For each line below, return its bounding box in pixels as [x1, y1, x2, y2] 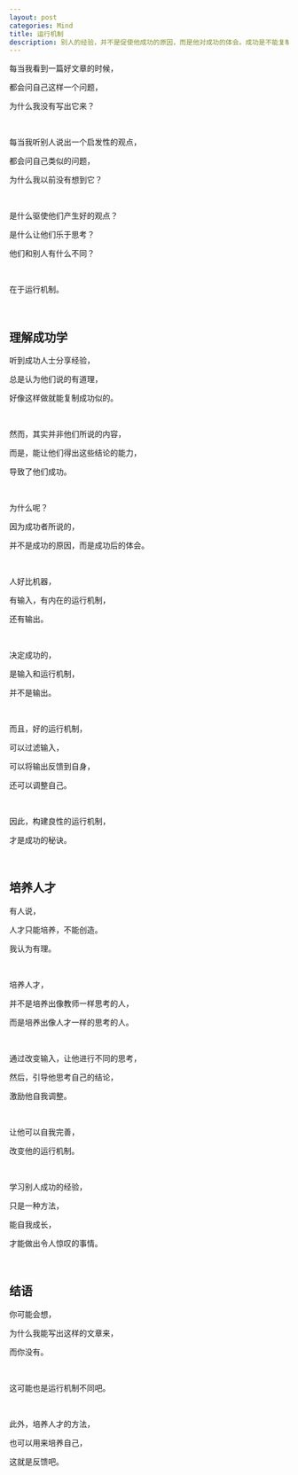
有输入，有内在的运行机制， [9, 595, 111, 605]
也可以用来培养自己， [9, 1437, 87, 1448]
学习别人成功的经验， [9, 1181, 87, 1192]
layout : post [9, 12, 58, 22]
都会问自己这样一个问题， [9, 82, 103, 93]
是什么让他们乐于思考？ [9, 230, 95, 240]
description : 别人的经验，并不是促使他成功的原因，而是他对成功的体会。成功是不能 [9, 37, 279, 47]
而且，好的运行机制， [9, 723, 87, 734]
